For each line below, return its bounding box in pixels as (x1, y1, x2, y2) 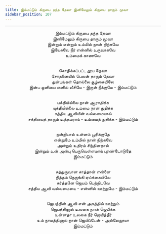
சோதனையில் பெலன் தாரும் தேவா (51, 73, 115, 79)
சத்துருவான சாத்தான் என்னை (55, 169, 111, 175)
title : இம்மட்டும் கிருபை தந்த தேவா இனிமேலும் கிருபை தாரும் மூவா (5, 7, 128, 12)
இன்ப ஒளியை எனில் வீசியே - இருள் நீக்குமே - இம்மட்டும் (29, 84, 137, 90)
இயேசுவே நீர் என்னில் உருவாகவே (50, 47, 116, 52)
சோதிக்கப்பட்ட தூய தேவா (59, 67, 107, 73)
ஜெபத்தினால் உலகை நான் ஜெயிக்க (50, 206, 116, 212)
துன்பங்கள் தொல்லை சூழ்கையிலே (51, 79, 115, 85)
